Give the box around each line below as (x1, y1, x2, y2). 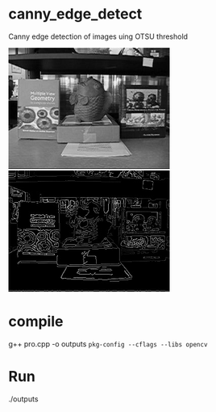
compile (8, 313, 64, 331)
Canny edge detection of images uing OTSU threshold (8, 32, 188, 41)
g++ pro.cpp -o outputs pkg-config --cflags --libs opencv (8, 338, 208, 348)
